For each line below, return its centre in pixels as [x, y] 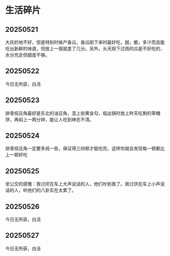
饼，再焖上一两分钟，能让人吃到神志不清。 [50, 119]
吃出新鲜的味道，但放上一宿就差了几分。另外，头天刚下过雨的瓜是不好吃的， [85, 48]
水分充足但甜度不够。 [27, 55]
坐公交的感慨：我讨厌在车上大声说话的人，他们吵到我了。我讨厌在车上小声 [83, 184]
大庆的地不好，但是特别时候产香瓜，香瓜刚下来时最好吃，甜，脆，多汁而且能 [85, 42]
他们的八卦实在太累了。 [52, 190]
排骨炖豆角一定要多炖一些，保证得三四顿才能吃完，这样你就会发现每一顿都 [83, 149]
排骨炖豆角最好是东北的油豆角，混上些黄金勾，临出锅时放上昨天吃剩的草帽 [83, 113]
